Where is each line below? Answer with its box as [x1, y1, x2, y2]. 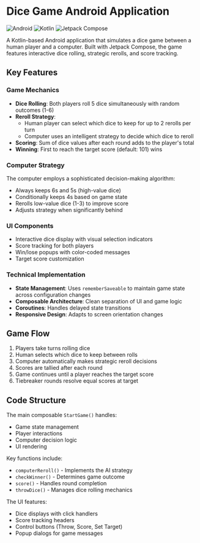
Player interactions [15, 430, 63, 437]
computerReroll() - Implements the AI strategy [15, 467, 133, 474]
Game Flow [6, 328, 50, 338]
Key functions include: [6, 455, 63, 462]
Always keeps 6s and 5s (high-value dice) [15, 186, 121, 194]
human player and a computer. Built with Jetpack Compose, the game [6, 43, 182, 50]
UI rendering [15, 443, 47, 450]
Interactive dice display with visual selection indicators [15, 235, 153, 243]
